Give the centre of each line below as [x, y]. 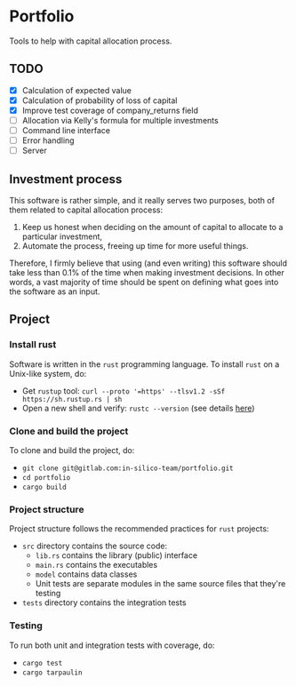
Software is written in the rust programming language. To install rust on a [144, 364]
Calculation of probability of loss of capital [100, 100]
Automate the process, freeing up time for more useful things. [135, 246]
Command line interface [66, 130]
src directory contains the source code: [94, 546]
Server [34, 151]
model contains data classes [86, 574]
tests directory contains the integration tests [104, 602]
